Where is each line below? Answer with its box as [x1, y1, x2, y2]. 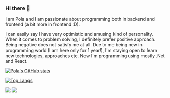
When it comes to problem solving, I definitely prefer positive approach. [5, 36, 156, 42]
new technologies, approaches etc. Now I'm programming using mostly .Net [5, 53, 165, 59]
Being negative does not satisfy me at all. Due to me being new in [5, 42, 143, 48]
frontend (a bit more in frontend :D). [5, 21, 80, 27]
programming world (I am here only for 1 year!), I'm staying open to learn [5, 47, 158, 54]
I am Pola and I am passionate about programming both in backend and [5, 16, 155, 22]
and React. [5, 58, 28, 64]
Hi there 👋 [5, 5, 31, 12]
